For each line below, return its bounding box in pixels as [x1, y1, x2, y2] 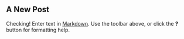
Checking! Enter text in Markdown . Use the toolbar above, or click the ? [6, 20, 179, 27]
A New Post [6, 5, 50, 15]
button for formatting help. [6, 26, 70, 33]
